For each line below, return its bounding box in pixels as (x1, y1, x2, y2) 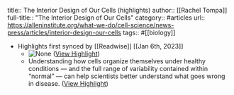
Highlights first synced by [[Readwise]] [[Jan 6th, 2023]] (17, 42, 184, 50)
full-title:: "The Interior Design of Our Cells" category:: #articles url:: (7, 13, 206, 22)
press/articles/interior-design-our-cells (7, 28, 122, 37)
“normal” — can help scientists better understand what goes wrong (28, 72, 225, 80)
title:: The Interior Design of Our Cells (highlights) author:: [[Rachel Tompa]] (7, 6, 228, 14)
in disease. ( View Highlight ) (28, 80, 108, 87)
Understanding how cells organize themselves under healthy (28, 57, 206, 65)
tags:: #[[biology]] (123, 28, 176, 37)
